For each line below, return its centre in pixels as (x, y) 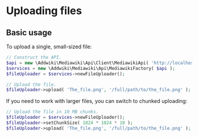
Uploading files (44, 11)
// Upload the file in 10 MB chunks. (52, 112)
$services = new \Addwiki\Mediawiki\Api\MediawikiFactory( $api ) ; (91, 68)
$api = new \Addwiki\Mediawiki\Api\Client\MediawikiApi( (77, 63)
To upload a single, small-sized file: (49, 46)
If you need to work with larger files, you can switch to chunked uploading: (97, 101)
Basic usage (29, 33)
